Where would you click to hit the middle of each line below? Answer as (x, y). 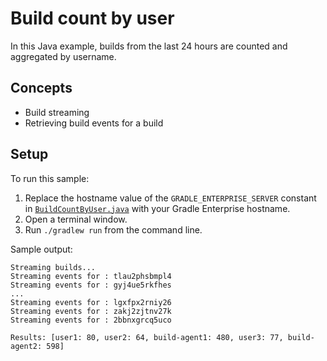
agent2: (26, 346)
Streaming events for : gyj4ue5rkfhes (91, 285)
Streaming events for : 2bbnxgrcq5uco (91, 320)
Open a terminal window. (76, 219)
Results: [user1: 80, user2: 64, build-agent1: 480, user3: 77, (147, 337)
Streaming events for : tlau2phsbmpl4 (91, 276)
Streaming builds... (53, 267)
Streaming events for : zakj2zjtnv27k (91, 311)
